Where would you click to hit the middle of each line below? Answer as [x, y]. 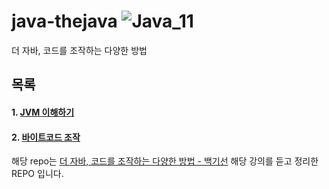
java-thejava [64, 21]
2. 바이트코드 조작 [46, 137]
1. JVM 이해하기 [43, 112]
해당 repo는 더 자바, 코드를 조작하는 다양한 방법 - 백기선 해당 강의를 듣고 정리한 [165, 161]
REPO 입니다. [37, 174]
